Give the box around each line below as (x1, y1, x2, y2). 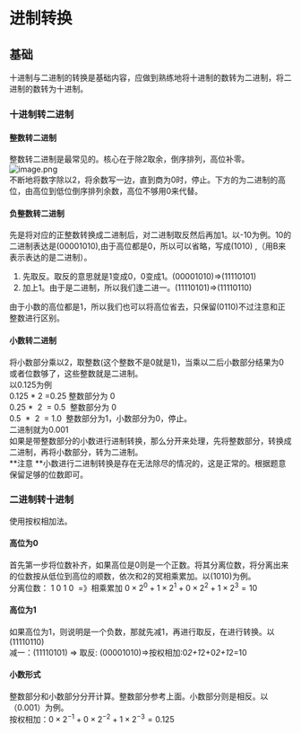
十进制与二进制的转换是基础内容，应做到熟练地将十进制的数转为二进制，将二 (9, 73, 292, 83)
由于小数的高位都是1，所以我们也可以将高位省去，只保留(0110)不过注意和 (9, 302, 278, 313)
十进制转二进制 (9, 108, 74, 120)
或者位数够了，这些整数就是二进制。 (9, 367, 143, 378)
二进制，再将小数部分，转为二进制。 (9, 446, 143, 457)
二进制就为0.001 (9, 424, 69, 435)
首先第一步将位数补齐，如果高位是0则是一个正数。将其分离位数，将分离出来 (9, 560, 289, 570)
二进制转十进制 (9, 493, 74, 506)
